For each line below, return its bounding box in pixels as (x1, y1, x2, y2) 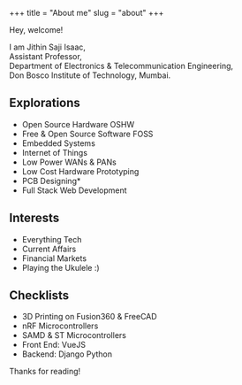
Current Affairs (21, 243, 77, 254)
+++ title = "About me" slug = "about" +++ (9, 8, 164, 18)
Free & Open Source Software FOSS (21, 128, 154, 139)
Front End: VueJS (21, 340, 87, 350)
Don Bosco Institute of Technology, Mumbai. (9, 70, 171, 81)
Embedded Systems (21, 137, 95, 149)
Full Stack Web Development (21, 185, 127, 196)
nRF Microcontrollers (21, 320, 99, 331)
